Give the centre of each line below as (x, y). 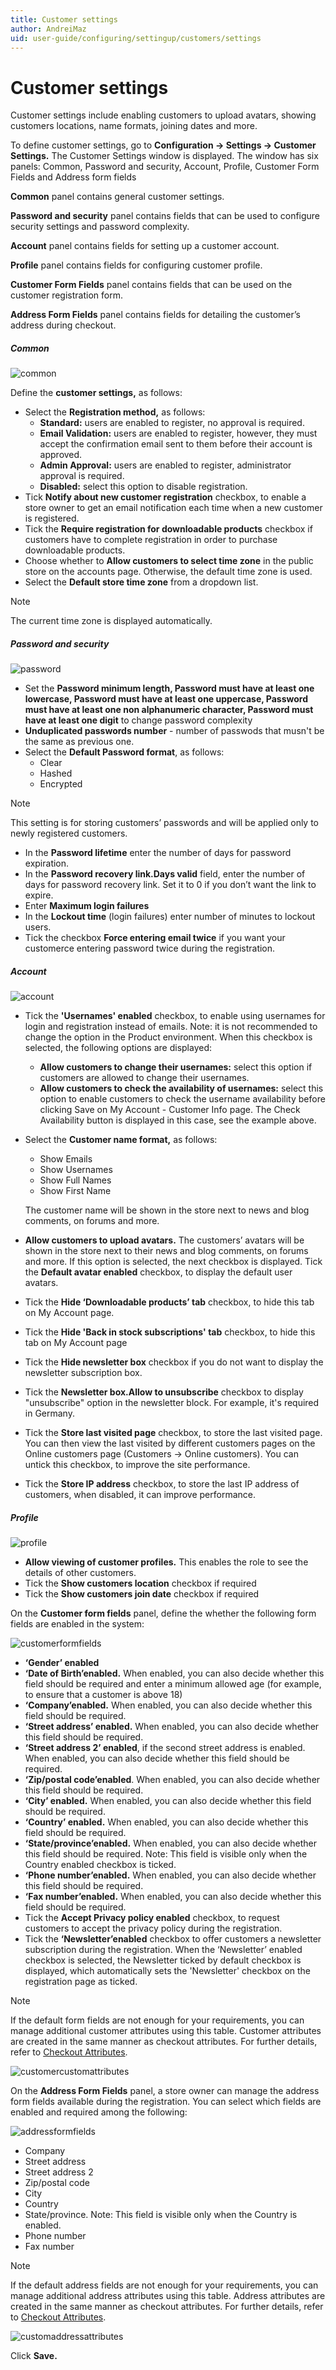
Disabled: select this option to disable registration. (143, 487)
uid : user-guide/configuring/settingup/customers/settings (136, 38)
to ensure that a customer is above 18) (103, 1695)
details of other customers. (80, 1573)
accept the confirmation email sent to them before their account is (176, 444)
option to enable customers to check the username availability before (182, 1099)
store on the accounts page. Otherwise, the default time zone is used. (168, 572)
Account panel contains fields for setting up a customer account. (145, 246)
